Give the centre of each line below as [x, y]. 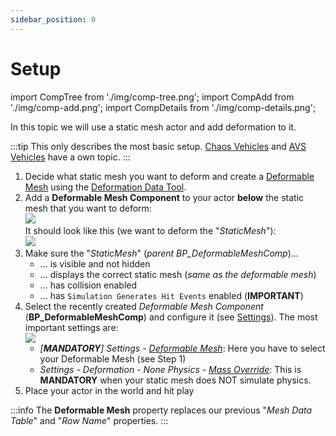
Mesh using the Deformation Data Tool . [105, 187]
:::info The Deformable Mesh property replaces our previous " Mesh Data [161, 410]
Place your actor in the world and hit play [109, 390]
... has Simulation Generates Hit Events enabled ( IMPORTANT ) [171, 295]
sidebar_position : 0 [53, 19]
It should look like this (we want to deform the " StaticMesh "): [150, 230]
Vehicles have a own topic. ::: [70, 157]
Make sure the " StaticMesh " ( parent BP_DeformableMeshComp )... [161, 253]
